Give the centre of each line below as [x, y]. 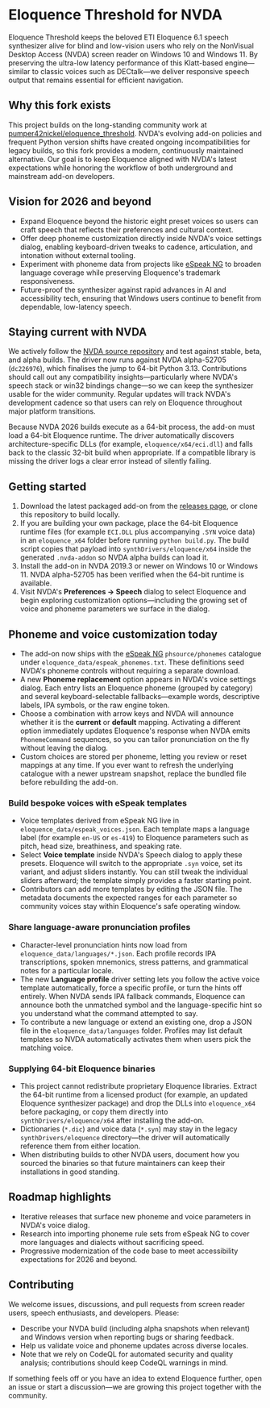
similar [19, 71]
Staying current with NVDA [78, 332]
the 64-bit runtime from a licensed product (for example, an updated [134, 1094]
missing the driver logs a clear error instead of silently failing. [110, 461]
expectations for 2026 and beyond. [79, 1259]
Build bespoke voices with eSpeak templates [98, 802]
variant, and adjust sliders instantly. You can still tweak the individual [134, 872]
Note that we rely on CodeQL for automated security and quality [127, 1354]
